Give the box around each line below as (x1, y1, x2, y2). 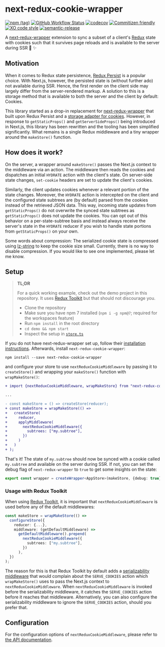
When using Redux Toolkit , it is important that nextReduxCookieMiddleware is (5, 498, 158, 504)
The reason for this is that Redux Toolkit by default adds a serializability (5, 568, 150, 574)
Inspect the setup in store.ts (24, 331, 84, 337)
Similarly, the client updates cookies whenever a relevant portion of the (5, 187, 149, 192)
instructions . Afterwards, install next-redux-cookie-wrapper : (5, 346, 126, 351)
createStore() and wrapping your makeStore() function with (5, 369, 126, 375)
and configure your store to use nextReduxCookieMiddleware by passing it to (5, 364, 157, 370)
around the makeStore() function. (5, 134, 72, 140)
